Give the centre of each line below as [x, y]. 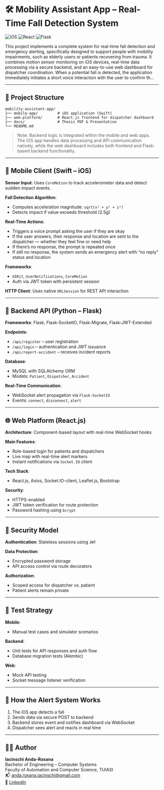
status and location [31, 257]
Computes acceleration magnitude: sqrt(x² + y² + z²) [68, 207]
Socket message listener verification [49, 680]
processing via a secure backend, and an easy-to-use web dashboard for [79, 67]
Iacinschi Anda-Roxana [29, 759]
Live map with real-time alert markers [50, 457]
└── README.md [20, 126]
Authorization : [20, 576]
